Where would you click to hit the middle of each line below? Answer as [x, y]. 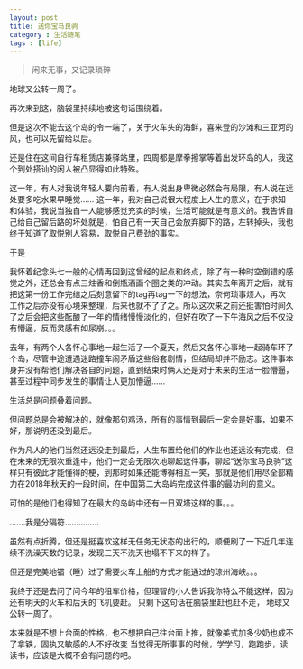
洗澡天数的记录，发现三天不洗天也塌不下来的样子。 [119, 553]
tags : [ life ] [36, 43]
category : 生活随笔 [45, 34]
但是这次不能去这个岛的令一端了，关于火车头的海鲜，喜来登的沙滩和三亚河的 [151, 127]
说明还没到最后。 [64, 431]
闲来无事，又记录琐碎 [71, 70]
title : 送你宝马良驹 [44, 26]
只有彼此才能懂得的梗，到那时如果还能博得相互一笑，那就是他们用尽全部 [151, 473]
